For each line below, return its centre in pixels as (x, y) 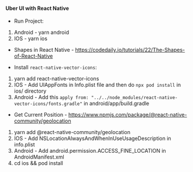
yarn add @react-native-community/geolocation (72, 132)
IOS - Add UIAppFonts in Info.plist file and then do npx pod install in (97, 85)
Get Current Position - (40, 115)
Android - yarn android (42, 33)
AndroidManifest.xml (39, 157)
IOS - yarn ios (31, 38)
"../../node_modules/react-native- (134, 98)
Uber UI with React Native (37, 8)
